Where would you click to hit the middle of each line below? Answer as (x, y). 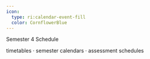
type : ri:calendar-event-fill (48, 17)
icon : (13, 12)
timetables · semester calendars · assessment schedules (75, 51)
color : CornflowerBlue (39, 22)
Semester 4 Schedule (32, 40)
